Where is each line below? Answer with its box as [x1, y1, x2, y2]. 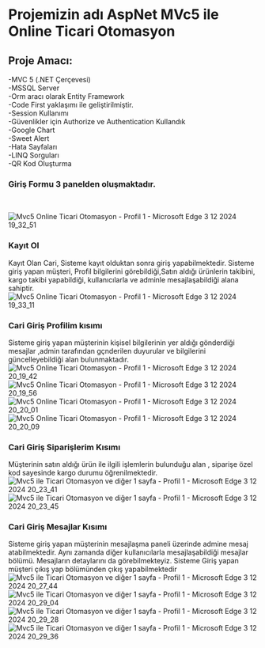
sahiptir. [8, 283, 34, 293]
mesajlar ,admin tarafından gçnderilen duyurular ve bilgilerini [8, 346, 206, 355]
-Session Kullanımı [8, 108, 69, 118]
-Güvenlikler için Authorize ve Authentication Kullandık [8, 117, 186, 126]
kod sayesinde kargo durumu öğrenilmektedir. [8, 468, 158, 478]
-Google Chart [8, 125, 55, 135]
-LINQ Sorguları [8, 150, 59, 160]
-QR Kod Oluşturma [8, 159, 73, 168]
